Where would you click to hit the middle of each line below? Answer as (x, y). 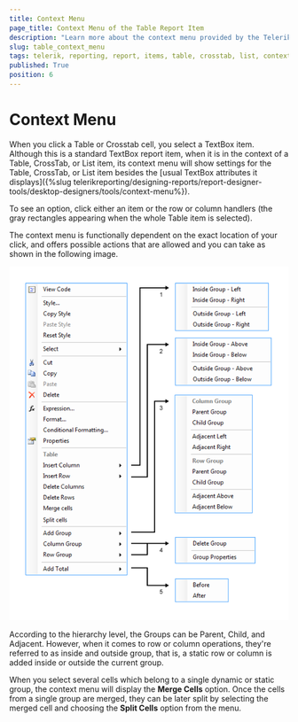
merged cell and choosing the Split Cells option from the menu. (125, 708)
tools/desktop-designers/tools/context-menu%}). (100, 191)
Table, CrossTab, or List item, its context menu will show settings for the (141, 163)
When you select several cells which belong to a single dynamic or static (142, 679)
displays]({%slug (40, 182)
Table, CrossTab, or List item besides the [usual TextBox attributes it (133, 172)
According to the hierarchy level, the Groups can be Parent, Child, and (137, 634)
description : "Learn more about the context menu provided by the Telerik (150, 37)
